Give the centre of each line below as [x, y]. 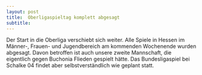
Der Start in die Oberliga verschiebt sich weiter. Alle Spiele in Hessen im [96, 40]
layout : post [23, 12]
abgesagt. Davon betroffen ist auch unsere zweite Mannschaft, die [89, 53]
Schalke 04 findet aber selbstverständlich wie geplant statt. [80, 65]
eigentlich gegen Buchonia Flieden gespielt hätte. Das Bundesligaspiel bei [98, 59]
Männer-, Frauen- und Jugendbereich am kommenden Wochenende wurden [101, 46]
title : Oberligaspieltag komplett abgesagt [63, 17]
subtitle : [19, 23]
